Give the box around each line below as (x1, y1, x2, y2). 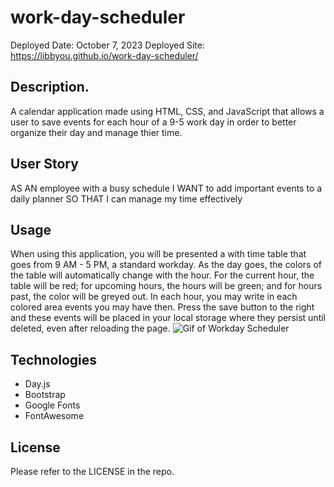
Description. (10, 79, 90, 96)
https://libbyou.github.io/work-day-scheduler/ (10, 49, 199, 61)
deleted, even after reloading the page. (10, 322, 171, 335)
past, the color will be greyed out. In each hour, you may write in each (10, 291, 298, 303)
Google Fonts (24, 399, 81, 411)
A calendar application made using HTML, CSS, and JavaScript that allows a (10, 105, 325, 117)
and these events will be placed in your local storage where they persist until (10, 312, 326, 324)
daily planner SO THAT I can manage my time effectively (10, 192, 243, 205)
